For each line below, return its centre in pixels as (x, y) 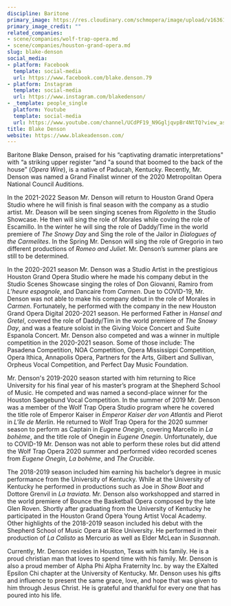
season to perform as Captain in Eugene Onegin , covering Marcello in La (110, 430)
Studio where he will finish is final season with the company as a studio (108, 205)
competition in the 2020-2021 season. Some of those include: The (101, 343)
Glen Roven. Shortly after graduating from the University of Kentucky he (109, 509)
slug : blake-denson (35, 52)
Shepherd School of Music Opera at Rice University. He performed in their (112, 531)
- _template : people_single (47, 103)
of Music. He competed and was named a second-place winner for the (107, 393)
